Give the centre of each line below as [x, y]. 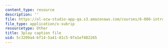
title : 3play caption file [33, 33]
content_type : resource [30, 10]
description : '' [22, 14]
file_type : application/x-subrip [40, 24]
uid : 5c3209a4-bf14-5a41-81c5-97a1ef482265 [51, 38]
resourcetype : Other [27, 28]
